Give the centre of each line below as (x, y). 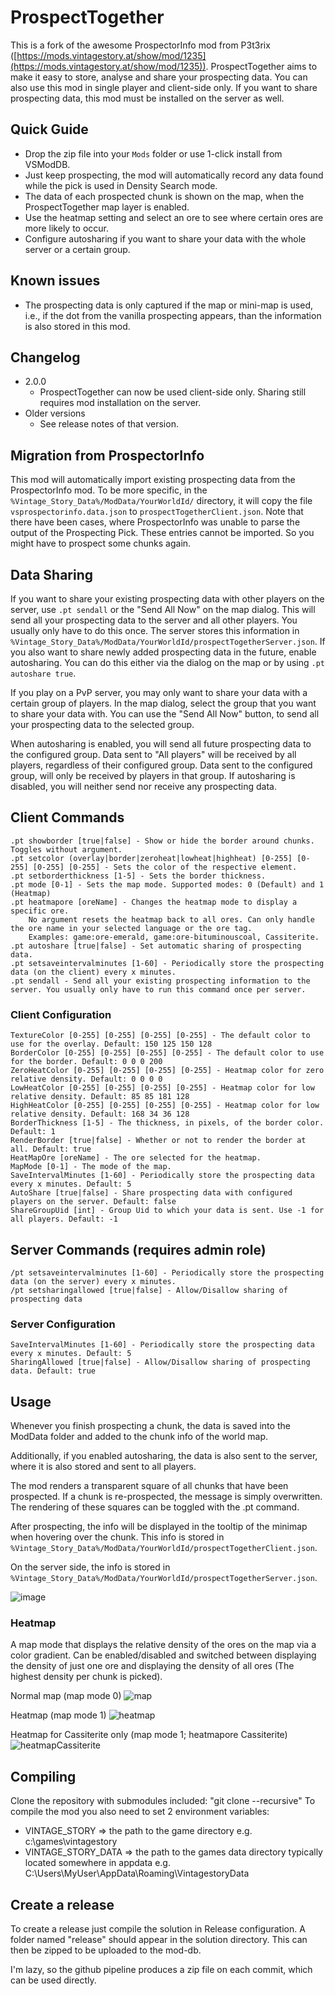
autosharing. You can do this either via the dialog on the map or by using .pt (168, 662)
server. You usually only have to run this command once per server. (158, 989)
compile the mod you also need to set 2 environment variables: (140, 1812)
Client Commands (67, 817)
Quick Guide (49, 129)
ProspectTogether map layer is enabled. (107, 207)
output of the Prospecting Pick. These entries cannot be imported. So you (162, 533)
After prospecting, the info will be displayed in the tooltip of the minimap (159, 1527)
